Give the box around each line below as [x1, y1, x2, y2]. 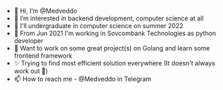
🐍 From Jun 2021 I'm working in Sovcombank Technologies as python [13, 29, 217, 37]
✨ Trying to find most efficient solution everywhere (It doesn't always [13, 59, 216, 67]
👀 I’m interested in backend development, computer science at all [13, 14, 204, 22]
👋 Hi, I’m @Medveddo [13, 7, 77, 15]
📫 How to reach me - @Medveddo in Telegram [13, 75, 152, 83]
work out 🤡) [13, 67, 48, 75]
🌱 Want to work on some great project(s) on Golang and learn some [13, 44, 210, 52]
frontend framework [13, 51, 72, 60]
